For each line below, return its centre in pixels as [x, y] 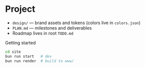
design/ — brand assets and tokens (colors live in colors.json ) [76, 23]
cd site [13, 52]
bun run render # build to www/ [40, 61]
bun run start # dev [28, 56]
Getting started [21, 42]
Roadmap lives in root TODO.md [43, 33]
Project [20, 9]
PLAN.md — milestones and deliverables [52, 28]
